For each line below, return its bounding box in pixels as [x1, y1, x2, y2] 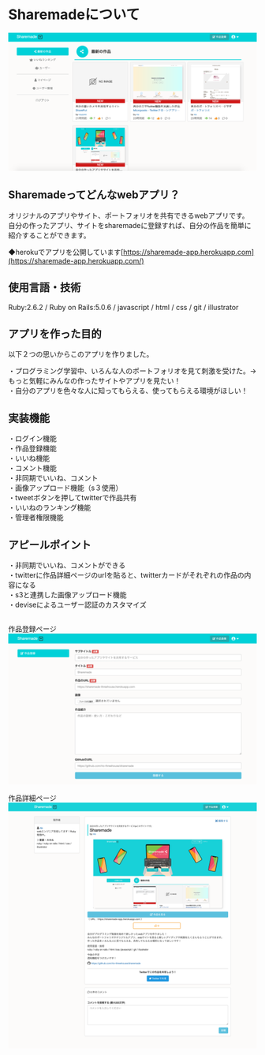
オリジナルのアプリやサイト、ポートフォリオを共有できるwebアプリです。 [8, 211, 249, 220]
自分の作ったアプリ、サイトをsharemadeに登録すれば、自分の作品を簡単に [8, 220, 252, 230]
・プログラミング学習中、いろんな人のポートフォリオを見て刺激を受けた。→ [8, 366, 257, 376]
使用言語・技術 [8, 281, 81, 294]
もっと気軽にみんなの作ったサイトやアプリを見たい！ [8, 376, 181, 386]
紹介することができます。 [8, 230, 91, 240]
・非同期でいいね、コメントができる [8, 560, 126, 571]
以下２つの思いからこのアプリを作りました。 [8, 350, 154, 359]
